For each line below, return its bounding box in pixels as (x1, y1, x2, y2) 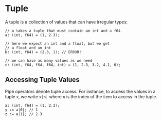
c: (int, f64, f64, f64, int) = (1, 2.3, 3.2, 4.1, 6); (5, 62, 121, 67)
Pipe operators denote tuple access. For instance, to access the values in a (5, 88, 156, 94)
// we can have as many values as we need (5, 58, 92, 63)
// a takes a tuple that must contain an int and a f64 (5, 28, 121, 33)
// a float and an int (5, 45, 51, 50)
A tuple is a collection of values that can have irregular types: (5, 19, 128, 25)
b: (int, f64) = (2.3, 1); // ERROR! (5, 50, 82, 54)
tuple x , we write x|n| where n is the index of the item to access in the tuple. (5, 93, 157, 100)
